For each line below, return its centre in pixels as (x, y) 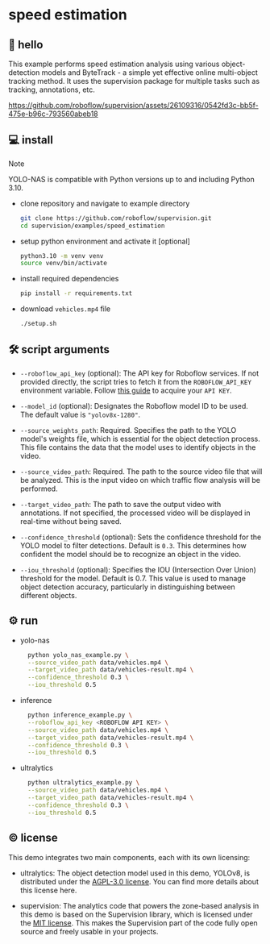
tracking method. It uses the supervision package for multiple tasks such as (134, 81)
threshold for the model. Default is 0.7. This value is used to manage (133, 578)
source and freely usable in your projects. (89, 931)
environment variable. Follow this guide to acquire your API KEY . (126, 390)
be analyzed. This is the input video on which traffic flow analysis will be (140, 480)
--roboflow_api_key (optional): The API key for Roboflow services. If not (139, 373)
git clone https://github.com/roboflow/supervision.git (116, 218)
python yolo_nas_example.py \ (78, 655)
